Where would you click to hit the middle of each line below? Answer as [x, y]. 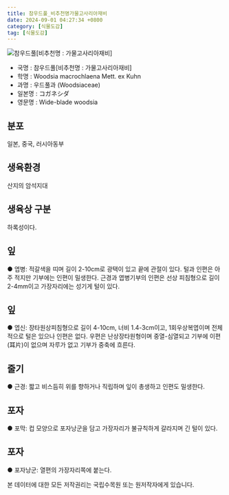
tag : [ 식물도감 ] [28, 33]
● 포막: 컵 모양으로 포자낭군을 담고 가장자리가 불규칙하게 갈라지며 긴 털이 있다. [112, 428]
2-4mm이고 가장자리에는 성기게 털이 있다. [64, 286]
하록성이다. [22, 227]
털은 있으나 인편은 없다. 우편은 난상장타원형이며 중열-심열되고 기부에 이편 [123, 336]
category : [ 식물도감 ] [35, 26]
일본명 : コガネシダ [43, 94]
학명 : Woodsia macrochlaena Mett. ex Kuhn [79, 76]
